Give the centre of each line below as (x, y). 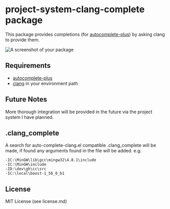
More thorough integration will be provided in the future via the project (79, 112)
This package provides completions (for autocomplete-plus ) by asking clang (85, 34)
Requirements (28, 66)
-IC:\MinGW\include (26, 165)
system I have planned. (29, 117)
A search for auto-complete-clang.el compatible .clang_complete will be (81, 145)
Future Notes (26, 100)
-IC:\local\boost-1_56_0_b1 (35, 174)
